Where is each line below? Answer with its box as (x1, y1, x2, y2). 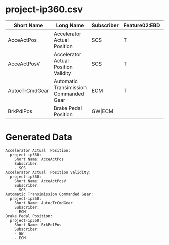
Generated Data (5, 132, 73, 143)
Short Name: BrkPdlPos (14, 222, 62, 227)
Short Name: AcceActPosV (14, 178, 66, 184)
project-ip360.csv (5, 4, 83, 15)
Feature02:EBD (123, 22, 160, 29)
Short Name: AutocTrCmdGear (14, 200, 73, 205)
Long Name (56, 22, 84, 29)
